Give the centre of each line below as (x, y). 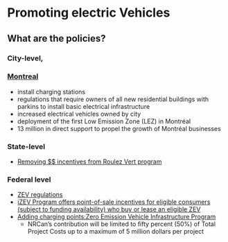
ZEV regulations (40, 195)
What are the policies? (56, 38)
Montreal (23, 76)
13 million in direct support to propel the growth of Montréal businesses (119, 128)
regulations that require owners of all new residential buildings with (113, 99)
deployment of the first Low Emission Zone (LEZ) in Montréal (104, 121)
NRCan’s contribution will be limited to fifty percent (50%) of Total (122, 224)
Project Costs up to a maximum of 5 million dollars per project (116, 232)
